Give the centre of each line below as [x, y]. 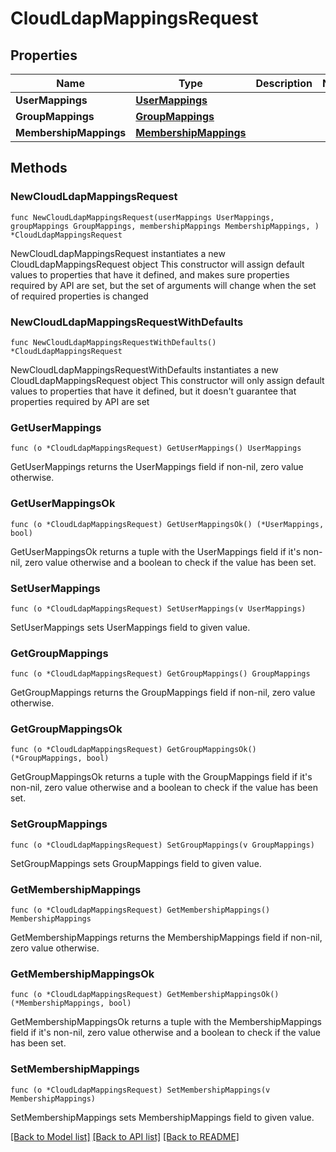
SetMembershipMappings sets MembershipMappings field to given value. [162, 1117]
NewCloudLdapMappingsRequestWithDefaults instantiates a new [144, 369]
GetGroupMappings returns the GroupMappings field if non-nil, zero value [163, 693]
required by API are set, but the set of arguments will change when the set [163, 285]
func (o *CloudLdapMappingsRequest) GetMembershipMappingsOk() [145, 995]
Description [284, 83]
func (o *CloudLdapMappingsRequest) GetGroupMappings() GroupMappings [160, 674]
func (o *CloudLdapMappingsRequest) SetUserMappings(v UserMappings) [158, 608]
